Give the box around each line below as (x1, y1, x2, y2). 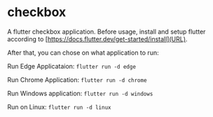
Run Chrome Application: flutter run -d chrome (7, 75, 147, 84)
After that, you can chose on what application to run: (7, 48, 159, 57)
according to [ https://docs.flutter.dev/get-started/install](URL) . (7, 34, 188, 43)
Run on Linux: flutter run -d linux (7, 102, 111, 111)
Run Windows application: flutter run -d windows (7, 89, 153, 97)
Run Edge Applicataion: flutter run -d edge (7, 62, 137, 70)
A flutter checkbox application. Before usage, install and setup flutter (7, 27, 206, 36)
